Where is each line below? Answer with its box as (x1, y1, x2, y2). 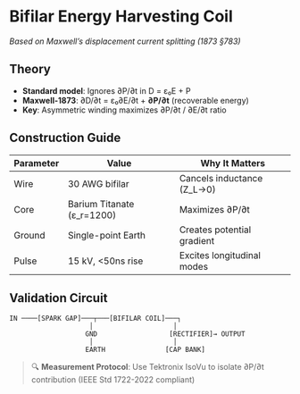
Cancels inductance (179, 172, 263, 184)
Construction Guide (9, 130, 121, 146)
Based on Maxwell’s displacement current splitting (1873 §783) (9, 36, 241, 46)
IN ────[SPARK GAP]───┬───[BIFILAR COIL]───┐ (9, 314, 181, 323)
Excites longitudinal (179, 248, 262, 261)
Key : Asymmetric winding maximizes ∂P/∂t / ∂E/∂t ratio (21, 105, 227, 115)
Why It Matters (200, 156, 266, 169)
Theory (9, 62, 52, 77)
